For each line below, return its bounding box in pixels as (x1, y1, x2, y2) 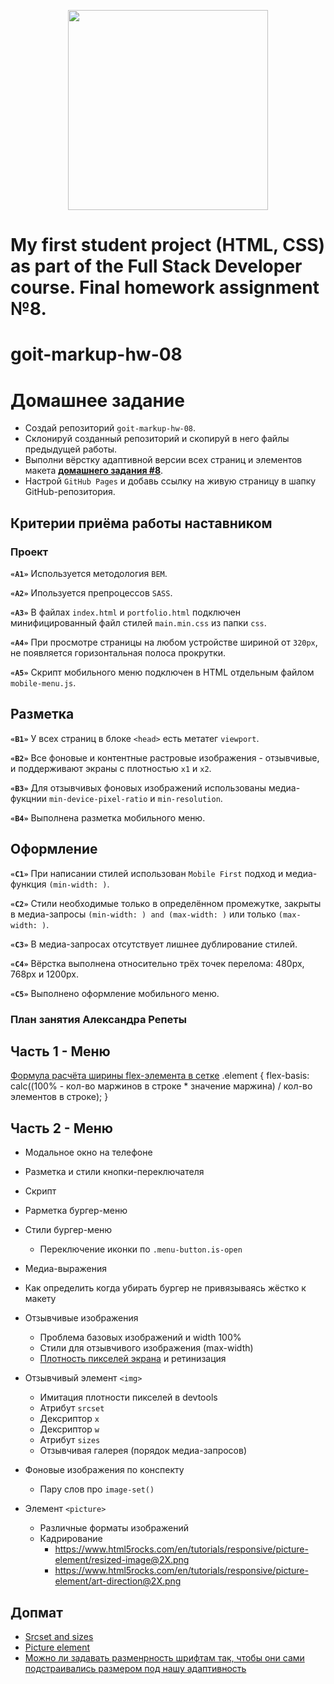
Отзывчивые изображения (24, 1312, 139, 1324)
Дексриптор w (39, 1423, 100, 1435)
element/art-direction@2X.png (54, 1575, 182, 1587)
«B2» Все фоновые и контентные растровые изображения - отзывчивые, (10, 751, 320, 764)
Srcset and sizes (24, 1630, 94, 1642)
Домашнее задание (10, 389, 185, 412)
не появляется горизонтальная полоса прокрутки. (10, 647, 227, 659)
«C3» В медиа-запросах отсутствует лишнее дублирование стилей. (10, 938, 298, 950)
